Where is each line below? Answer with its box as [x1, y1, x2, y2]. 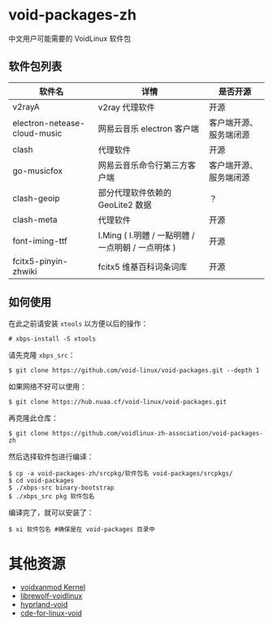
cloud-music [12, 128, 63, 139]
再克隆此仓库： [8, 413, 58, 423]
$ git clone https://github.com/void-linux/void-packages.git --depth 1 [8, 366, 260, 375]
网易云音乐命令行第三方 [97, 159, 188, 171]
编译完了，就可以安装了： [8, 507, 94, 517]
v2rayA [12, 101, 41, 112]
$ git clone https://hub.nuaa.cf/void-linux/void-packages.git [8, 397, 227, 406]
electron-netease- [12, 117, 85, 128]
